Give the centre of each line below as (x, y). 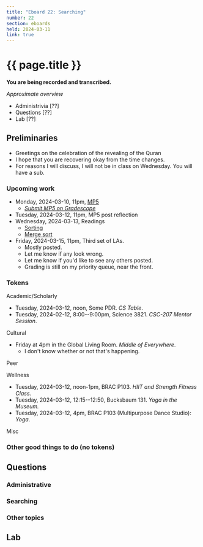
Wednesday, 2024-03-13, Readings (60, 221)
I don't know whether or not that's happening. (82, 351)
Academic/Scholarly (32, 296)
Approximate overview (35, 94)
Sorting (34, 228)
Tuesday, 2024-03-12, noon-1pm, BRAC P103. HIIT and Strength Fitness (106, 387)
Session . (26, 321)
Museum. (27, 407)
